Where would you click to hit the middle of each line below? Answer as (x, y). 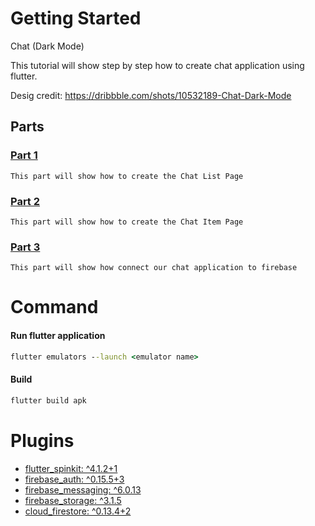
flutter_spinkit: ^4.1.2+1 (71, 468)
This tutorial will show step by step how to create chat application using (157, 65)
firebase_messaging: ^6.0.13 (83, 489)
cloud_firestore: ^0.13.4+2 (78, 511)
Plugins (42, 440)
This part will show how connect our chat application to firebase (154, 268)
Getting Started (76, 18)
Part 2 (25, 201)
